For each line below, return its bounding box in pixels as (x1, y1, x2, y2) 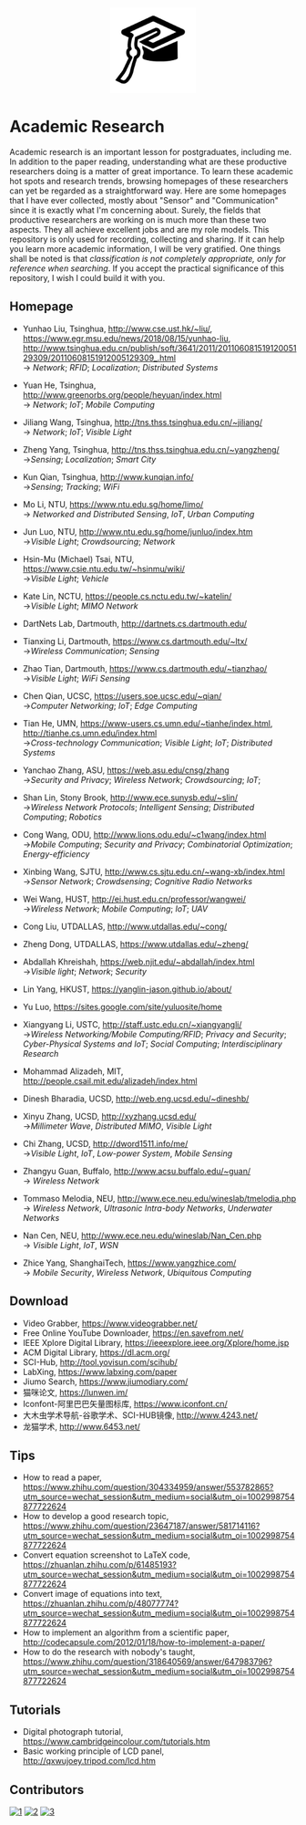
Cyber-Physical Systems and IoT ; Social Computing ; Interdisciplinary (22, 1038, 282, 1049)
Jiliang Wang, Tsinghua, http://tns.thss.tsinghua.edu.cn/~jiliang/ (22, 416, 262, 427)
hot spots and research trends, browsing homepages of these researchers (9, 175, 289, 186)
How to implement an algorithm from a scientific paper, (22, 1627, 229, 1638)
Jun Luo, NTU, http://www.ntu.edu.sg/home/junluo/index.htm (22, 526, 253, 537)
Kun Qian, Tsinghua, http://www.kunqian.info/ (22, 471, 194, 482)
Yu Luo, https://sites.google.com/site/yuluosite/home (22, 1001, 223, 1012)
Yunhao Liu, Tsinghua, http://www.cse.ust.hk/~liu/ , (22, 323, 213, 334)
